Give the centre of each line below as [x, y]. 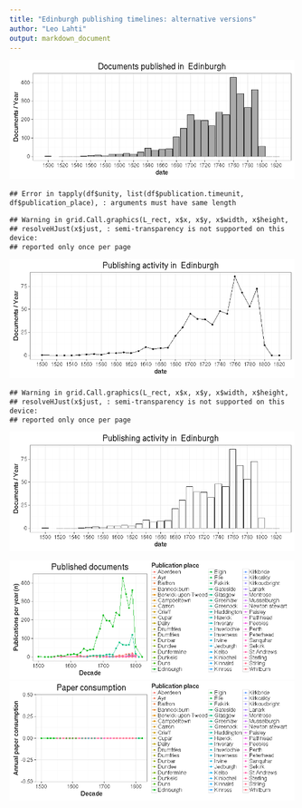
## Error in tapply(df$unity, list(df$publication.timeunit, [127, 194]
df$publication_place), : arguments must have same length [123, 203]
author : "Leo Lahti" [48, 29]
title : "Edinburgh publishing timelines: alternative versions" [133, 19]
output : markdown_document [60, 38]
